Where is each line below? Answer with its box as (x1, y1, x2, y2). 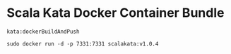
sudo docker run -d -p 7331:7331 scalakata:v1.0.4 (6, 40, 159, 47)
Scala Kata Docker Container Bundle (6, 5, 225, 21)
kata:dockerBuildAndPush (6, 28, 80, 35)
